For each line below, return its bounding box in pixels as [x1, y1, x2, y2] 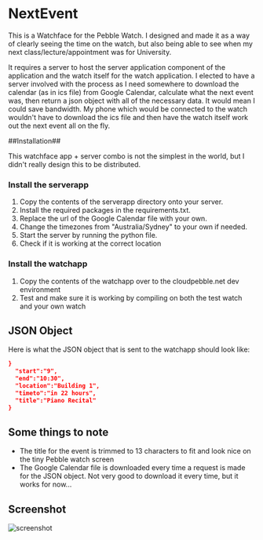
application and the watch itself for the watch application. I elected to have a [8, 71, 255, 80]
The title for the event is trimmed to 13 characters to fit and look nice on [19, 447, 251, 456]
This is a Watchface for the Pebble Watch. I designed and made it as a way [8, 31, 250, 40]
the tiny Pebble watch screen [19, 454, 115, 464]
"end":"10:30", [15, 374, 65, 383]
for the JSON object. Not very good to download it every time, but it [19, 472, 239, 481]
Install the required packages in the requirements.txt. [19, 206, 191, 215]
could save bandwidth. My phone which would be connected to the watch [8, 104, 248, 114]
